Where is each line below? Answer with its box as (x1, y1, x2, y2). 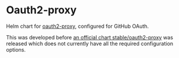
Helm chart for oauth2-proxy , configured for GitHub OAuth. (6, 23, 149, 30)
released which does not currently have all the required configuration (6, 40, 174, 47)
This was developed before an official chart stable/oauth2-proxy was (6, 34, 173, 41)
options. (6, 46, 26, 53)
